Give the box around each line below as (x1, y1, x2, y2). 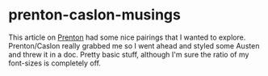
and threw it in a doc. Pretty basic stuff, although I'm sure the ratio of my (8, 49, 249, 59)
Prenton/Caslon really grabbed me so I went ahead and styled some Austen (8, 40, 260, 50)
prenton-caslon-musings (8, 6, 182, 24)
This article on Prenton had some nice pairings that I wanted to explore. (8, 32, 246, 42)
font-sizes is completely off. (8, 58, 101, 68)
